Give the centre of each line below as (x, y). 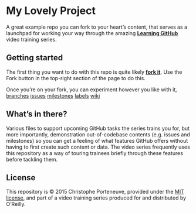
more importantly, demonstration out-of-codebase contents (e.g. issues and (98, 134)
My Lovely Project (51, 11)
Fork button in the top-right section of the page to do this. (76, 78)
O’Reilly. (16, 204)
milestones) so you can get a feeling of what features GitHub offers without (97, 140)
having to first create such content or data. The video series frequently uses (98, 147)
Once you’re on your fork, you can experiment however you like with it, (92, 90)
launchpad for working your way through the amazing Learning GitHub (92, 33)
